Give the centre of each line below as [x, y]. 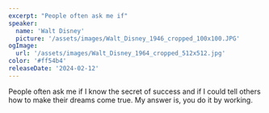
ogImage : [23, 46]
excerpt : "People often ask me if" [68, 16]
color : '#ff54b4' [38, 61]
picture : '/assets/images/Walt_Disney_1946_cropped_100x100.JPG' [128, 38]
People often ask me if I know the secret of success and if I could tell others [134, 91]
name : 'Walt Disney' [50, 31]
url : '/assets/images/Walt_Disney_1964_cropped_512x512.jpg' [121, 53]
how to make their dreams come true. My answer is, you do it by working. [130, 100]
